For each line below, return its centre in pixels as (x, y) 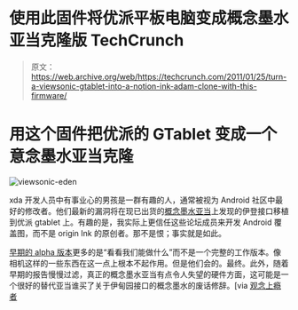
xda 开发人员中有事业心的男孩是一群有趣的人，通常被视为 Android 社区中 (142, 200)
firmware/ (49, 95)
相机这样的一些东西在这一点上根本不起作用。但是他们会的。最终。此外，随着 (149, 263)
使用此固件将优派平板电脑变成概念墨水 (149, 18)
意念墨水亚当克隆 (72, 157)
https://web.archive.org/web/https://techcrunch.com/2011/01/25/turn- (159, 76)
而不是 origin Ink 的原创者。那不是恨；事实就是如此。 (129, 233)
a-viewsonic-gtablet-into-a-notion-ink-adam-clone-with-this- (144, 86)
